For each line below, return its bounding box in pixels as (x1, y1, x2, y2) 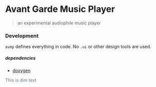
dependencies (5, 55, 36, 61)
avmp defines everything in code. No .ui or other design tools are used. (5, 44, 151, 50)
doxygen (12, 68, 31, 74)
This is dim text (5, 77, 36, 83)
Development (5, 32, 39, 39)
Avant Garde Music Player (5, 3, 115, 15)
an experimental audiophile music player (17, 20, 101, 26)
